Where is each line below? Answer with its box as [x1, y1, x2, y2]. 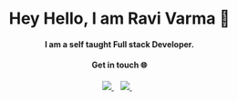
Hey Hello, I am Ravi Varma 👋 [8, 8, 231, 29]
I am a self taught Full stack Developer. [45, 38, 194, 49]
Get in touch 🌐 [91, 59, 148, 71]
